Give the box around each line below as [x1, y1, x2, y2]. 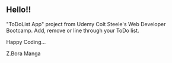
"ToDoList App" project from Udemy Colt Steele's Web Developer [6, 20, 166, 27]
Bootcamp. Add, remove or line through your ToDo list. [6, 27, 139, 34]
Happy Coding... [6, 38, 46, 45]
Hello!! [6, 5, 31, 15]
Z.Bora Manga [6, 50, 41, 57]
